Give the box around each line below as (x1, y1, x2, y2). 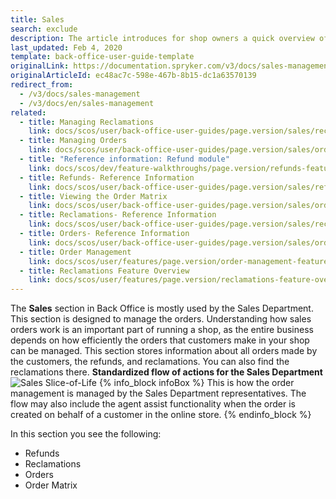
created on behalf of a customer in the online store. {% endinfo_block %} (10, 409, 312, 421)
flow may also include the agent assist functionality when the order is (10, 398, 296, 410)
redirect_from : (10, 80, 74, 90)
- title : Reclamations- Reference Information (19, 210, 217, 220)
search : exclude (10, 24, 78, 34)
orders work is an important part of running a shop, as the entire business (10, 324, 314, 336)
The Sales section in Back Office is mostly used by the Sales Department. (10, 302, 314, 315)
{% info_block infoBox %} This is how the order (98, 377, 295, 389)
